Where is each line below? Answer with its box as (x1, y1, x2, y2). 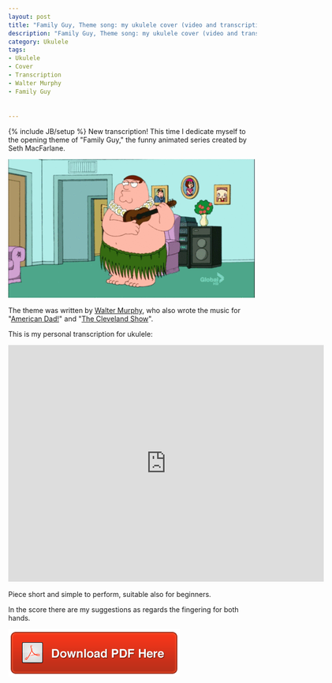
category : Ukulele (8, 38, 69, 46)
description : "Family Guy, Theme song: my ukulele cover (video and (8, 29, 238, 37)
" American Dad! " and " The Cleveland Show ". (8, 314, 154, 323)
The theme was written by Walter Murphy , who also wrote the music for (8, 306, 241, 315)
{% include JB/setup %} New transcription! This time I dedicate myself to (8, 127, 246, 136)
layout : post (8, 13, 51, 21)
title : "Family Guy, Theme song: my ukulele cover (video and (8, 21, 217, 29)
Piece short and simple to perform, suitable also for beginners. (8, 590, 211, 599)
